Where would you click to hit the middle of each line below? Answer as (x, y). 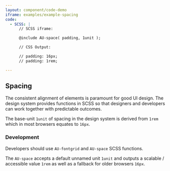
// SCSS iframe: (36, 29)
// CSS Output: (35, 47)
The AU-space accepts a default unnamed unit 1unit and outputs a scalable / (85, 158)
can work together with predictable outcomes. (54, 109)
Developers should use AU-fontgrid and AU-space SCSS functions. (74, 148)
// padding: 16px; (38, 56)
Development (22, 138)
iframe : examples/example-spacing (42, 15)
